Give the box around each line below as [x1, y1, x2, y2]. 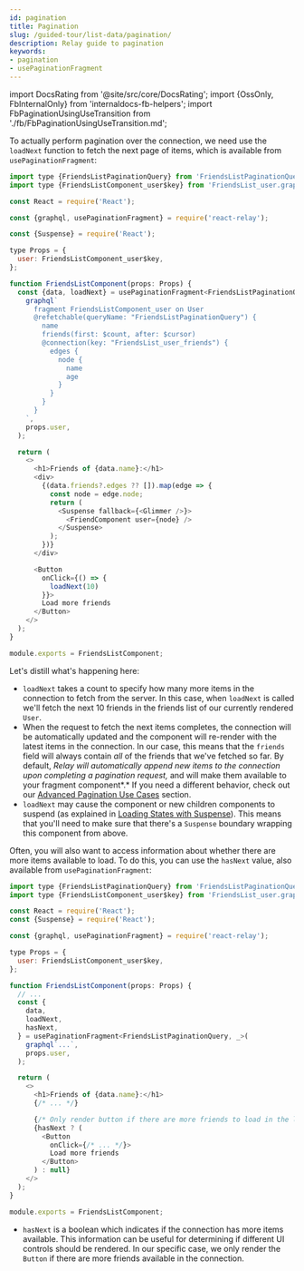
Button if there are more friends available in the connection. [22, 1253, 244, 1264]
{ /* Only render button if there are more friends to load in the [33, 1115, 290, 1124]
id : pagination [9, 13, 67, 23]
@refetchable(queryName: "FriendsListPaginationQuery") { [33, 313, 257, 322]
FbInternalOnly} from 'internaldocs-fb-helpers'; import [9, 98, 213, 109]
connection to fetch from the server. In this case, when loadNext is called [22, 692, 295, 703]
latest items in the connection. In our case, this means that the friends [22, 740, 285, 751]
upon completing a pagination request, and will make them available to [22, 769, 287, 780]
